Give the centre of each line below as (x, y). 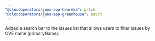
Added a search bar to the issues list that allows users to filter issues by (78, 28)
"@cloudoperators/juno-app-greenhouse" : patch (53, 14)
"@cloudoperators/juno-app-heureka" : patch (50, 10)
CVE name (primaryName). (32, 33)
